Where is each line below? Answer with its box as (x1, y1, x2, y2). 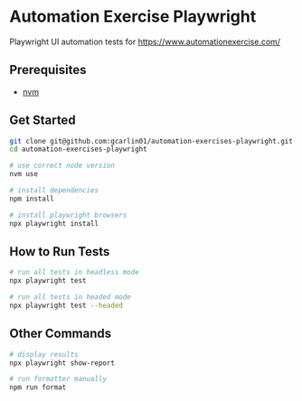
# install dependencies (9, 186, 99, 195)
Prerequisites (9, 62, 87, 78)
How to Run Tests (9, 244, 110, 259)
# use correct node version (9, 161, 116, 171)
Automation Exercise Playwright (9, 6, 257, 27)
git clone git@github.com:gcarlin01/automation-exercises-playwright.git (9, 136, 294, 145)
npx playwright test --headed (9, 301, 124, 310)
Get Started (9, 113, 76, 128)
